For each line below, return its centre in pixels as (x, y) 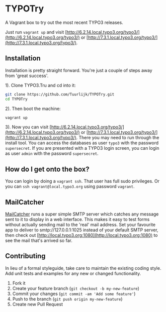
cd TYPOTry (16, 99)
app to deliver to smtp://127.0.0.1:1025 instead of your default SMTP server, (82, 230)
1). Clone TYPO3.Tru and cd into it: (41, 85)
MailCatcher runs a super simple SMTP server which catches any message (82, 214)
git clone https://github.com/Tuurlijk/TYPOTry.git (60, 94)
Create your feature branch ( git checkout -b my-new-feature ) (76, 288)
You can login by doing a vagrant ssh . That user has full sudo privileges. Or (83, 181)
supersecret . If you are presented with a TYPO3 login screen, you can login (82, 148)
